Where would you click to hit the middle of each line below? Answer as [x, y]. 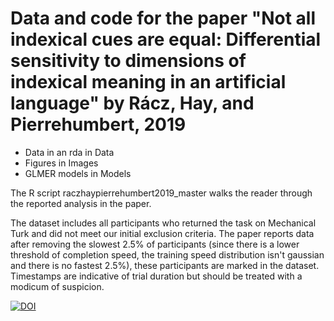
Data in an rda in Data [69, 152]
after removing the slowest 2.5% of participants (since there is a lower [155, 244]
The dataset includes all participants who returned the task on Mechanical [163, 223]
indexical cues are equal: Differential [166, 39]
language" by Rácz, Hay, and [132, 103]
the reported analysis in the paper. [81, 203]
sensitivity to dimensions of [128, 61]
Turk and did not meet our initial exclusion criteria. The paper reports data [162, 233]
